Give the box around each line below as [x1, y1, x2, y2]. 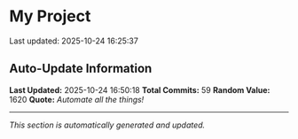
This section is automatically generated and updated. [9, 120, 206, 130]
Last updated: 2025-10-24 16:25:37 [9, 35, 139, 46]
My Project [9, 6, 91, 27]
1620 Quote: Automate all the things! [9, 94, 145, 104]
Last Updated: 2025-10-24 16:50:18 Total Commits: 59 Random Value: [9, 84, 271, 95]
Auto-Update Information [9, 61, 153, 76]
